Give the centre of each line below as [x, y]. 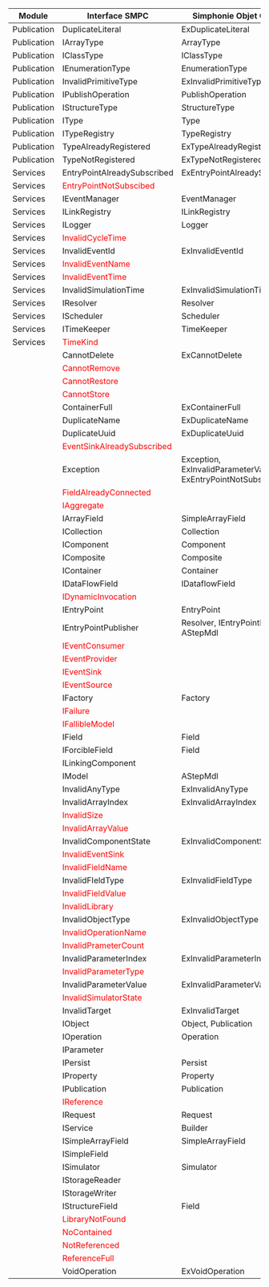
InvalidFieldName [95, 867]
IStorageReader [92, 1180]
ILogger [77, 225]
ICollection [82, 531]
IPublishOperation [96, 94]
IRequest [79, 1115]
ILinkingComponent [99, 763]
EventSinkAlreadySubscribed [117, 446]
